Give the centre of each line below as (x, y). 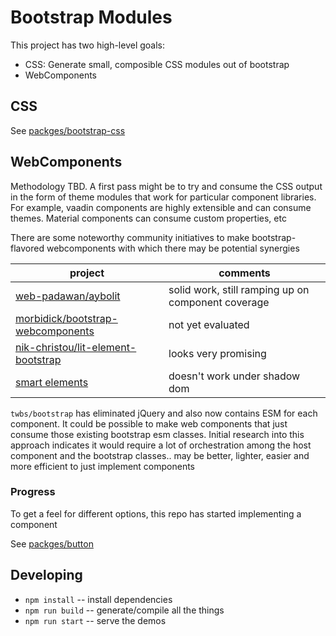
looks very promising (217, 353)
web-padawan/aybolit (68, 296)
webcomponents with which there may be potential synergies (173, 248)
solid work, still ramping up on (239, 289)
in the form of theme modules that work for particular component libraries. (163, 197)
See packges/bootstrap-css (68, 130)
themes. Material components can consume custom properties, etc (148, 218)
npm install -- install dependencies (98, 599)
